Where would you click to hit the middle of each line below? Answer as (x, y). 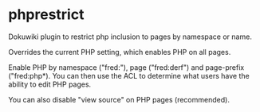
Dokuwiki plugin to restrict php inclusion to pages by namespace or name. (130, 37)
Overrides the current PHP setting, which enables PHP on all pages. (120, 52)
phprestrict (46, 15)
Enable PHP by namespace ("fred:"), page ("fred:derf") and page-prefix (126, 67)
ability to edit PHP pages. (50, 84)
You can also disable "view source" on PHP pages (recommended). (119, 99)
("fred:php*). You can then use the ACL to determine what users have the (129, 75)
